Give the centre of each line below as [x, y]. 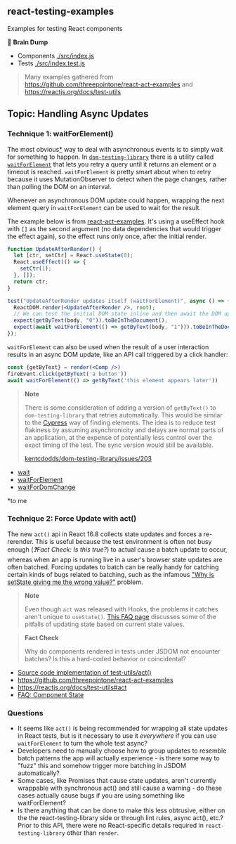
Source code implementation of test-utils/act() [85, 672]
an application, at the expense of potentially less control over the [118, 437]
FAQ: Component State [51, 694]
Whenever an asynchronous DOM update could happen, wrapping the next [116, 200]
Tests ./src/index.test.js [51, 63]
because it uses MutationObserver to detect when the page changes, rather [117, 179]
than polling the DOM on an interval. [59, 186]
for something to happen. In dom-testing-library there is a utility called [111, 157]
